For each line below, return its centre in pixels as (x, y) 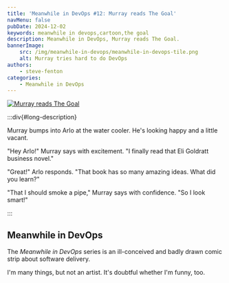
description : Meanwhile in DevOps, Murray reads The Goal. (94, 39)
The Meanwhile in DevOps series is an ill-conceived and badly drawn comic (115, 252)
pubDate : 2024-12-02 (37, 26)
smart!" (18, 200)
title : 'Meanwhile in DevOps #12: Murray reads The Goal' (92, 13)
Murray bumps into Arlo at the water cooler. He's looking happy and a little (112, 130)
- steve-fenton (41, 71)
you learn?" (23, 179)
